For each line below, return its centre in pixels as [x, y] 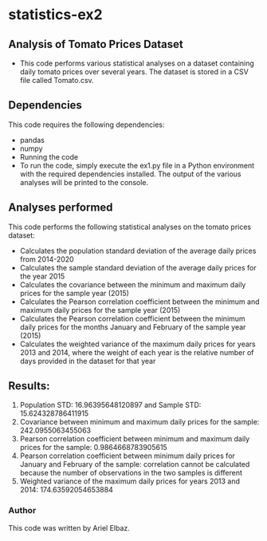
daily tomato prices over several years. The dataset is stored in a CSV [134, 72]
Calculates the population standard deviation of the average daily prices [138, 251]
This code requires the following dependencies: [86, 124]
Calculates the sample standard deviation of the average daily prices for [138, 267]
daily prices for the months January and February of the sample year [133, 327]
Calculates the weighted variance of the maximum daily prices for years [138, 344]
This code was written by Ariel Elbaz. [69, 527]
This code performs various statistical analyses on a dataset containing [137, 63]
